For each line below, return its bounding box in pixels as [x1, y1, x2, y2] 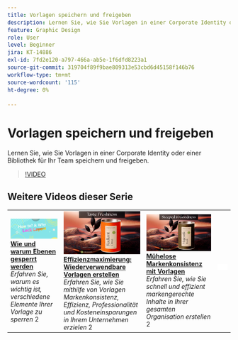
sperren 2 [10, 315, 39, 324]
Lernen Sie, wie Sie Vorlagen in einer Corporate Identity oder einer [7, 149, 202, 158]
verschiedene [10, 292, 51, 301]
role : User [7, 34, 40, 41]
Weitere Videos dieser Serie [7, 190, 133, 202]
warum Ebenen [10, 247, 57, 256]
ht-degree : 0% [7, 86, 50, 94]
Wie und [10, 240, 36, 248]
